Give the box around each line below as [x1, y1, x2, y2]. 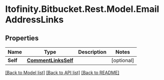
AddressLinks [5, 14, 64, 25]
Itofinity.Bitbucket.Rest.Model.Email [5, 3, 160, 15]
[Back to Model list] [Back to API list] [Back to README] [5, 70, 120, 76]
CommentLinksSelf [26, 57, 74, 64]
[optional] [111, 57, 135, 64]
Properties [5, 34, 39, 42]
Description [78, 49, 107, 55]
